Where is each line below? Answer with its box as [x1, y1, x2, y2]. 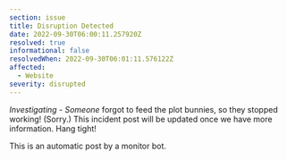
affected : [9, 63, 46, 72]
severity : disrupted [9, 80, 87, 88]
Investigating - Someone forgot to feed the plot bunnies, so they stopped [9, 104, 279, 114]
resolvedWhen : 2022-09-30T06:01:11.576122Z [9, 55, 174, 63]
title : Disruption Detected [9, 21, 114, 30]
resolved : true [9, 38, 66, 47]
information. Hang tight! [9, 122, 97, 134]
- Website [17, 72, 54, 80]
